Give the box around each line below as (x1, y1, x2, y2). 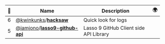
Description (101, 7, 130, 14)
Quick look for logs (83, 17, 127, 23)
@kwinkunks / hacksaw (15, 17, 69, 23)
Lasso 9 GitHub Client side (83, 24, 145, 31)
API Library (83, 31, 110, 37)
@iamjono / (15, 24, 41, 31)
